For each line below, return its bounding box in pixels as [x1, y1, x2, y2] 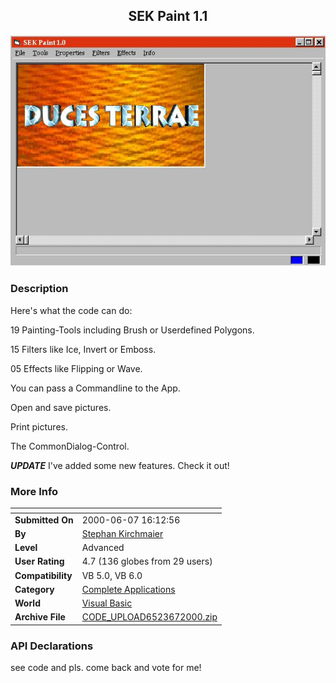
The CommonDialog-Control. [10, 440, 130, 452]
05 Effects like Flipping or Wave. [10, 362, 143, 374]
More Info [10, 484, 59, 498]
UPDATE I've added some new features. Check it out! [10, 459, 230, 471]
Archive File [14, 611, 66, 623]
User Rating [14, 555, 65, 568]
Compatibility [14, 569, 73, 581]
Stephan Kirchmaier [81, 527, 164, 539]
